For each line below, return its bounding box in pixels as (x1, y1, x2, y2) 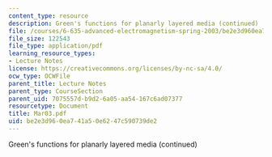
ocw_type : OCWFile (8, 72, 70, 80)
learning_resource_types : (8, 49, 96, 57)
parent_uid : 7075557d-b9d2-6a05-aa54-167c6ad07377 (8, 95, 183, 103)
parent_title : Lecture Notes (8, 79, 107, 87)
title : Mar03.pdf (8, 110, 67, 118)
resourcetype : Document (8, 102, 89, 110)
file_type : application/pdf (8, 42, 104, 50)
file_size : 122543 (8, 34, 70, 43)
